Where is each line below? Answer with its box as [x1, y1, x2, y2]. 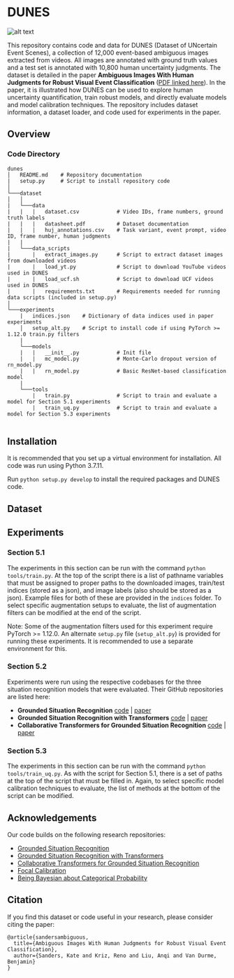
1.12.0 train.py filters [7, 331, 80, 338]
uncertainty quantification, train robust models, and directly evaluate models [7, 92, 227, 102]
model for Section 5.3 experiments [7, 411, 111, 418]
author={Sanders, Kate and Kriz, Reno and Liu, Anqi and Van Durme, [13, 952, 217, 959]
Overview [7, 128, 51, 140]
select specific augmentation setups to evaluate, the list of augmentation [7, 600, 217, 609]
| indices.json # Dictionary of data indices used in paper [20, 312, 214, 319]
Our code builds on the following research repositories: [7, 830, 166, 839]
